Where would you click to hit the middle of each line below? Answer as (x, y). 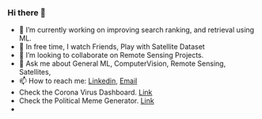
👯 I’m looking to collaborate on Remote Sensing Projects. (111, 56)
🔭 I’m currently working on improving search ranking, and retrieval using (137, 30)
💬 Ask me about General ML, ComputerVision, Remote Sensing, (122, 63)
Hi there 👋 (27, 13)
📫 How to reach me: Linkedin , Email (78, 81)
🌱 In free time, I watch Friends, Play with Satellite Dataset (112, 47)
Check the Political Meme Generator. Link (87, 101)
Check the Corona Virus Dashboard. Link (85, 92)
